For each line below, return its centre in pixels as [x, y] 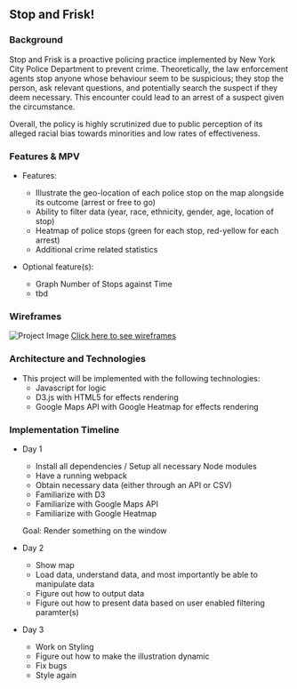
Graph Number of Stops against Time [104, 284]
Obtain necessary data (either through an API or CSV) [134, 485]
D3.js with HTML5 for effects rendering [107, 397]
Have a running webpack [81, 476]
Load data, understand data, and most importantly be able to [146, 574]
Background [36, 40]
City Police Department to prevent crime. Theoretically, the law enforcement [149, 68]
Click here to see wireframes [123, 336]
